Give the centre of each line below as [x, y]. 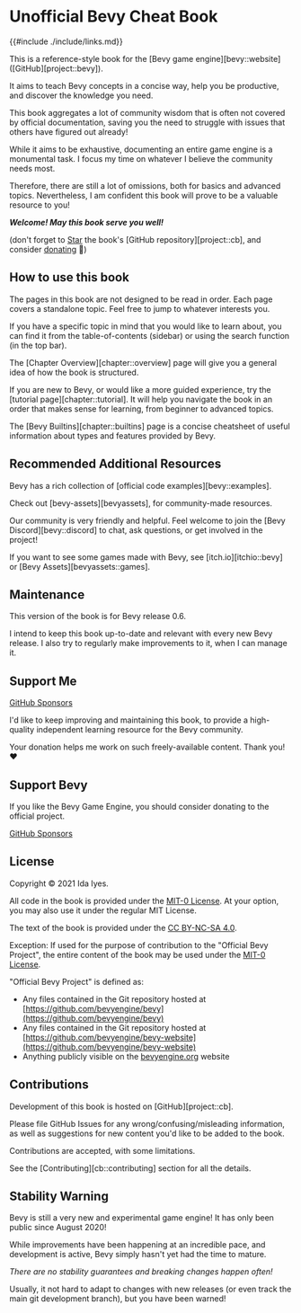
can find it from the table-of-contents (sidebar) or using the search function [150, 335]
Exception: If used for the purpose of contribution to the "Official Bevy [139, 945]
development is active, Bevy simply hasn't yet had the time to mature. [138, 1255]
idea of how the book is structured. [74, 372]
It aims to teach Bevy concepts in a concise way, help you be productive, [144, 85]
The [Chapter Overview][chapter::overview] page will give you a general [143, 362]
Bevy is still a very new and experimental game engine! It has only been [142, 1218]
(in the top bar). [38, 345]
